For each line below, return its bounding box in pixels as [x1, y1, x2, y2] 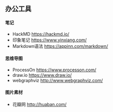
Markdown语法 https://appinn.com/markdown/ [12, 43, 109, 49]
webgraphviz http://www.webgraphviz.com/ [12, 77, 103, 83]
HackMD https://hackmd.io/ [12, 31, 70, 37]
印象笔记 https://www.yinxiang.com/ [12, 37, 87, 43]
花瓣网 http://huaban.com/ [12, 102, 67, 107]
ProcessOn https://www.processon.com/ [12, 67, 97, 73]
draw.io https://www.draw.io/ [12, 72, 72, 78]
